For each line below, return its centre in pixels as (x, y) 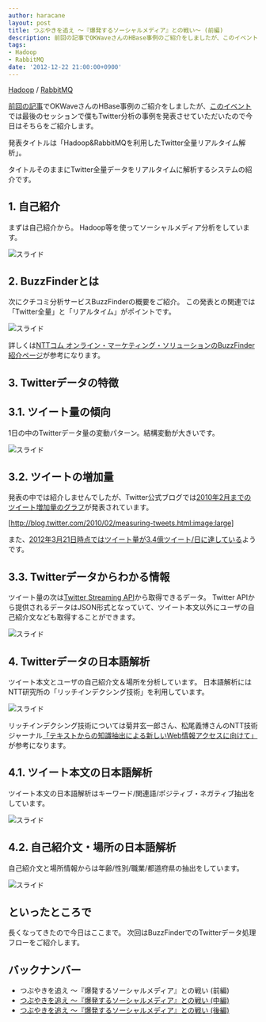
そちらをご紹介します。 (60, 126)
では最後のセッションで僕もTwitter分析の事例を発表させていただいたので (127, 116)
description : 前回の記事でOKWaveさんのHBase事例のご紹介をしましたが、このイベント (133, 38)
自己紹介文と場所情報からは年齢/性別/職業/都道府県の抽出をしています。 (126, 868)
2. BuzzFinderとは (53, 281)
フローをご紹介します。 (46, 943)
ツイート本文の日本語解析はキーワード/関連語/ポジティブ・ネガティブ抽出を (132, 793)
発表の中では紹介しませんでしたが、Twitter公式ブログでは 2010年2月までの (130, 498)
